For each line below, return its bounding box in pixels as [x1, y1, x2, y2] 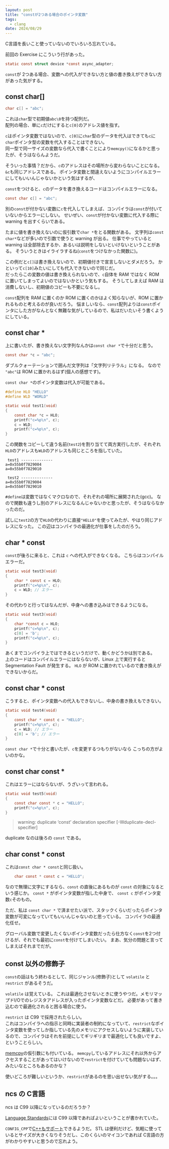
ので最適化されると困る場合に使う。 [14, 1003, 89, 1009]
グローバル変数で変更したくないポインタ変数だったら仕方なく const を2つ [5, 930, 156, 937]
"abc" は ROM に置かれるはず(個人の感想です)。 [5, 369, 103, 375]
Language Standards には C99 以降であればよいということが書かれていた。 [5, 1115, 161, 1121]
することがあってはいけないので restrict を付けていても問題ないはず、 [18, 1056, 164, 1062]
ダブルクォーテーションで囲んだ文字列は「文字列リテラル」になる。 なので [5, 362, 161, 369]
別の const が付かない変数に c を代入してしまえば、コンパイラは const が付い [5, 206, 158, 212]
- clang [10, 21, 26, 27]
